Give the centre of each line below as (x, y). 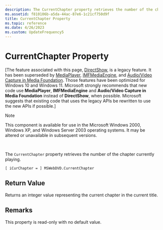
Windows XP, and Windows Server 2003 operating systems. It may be (75, 130)
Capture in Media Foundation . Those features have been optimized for (75, 80)
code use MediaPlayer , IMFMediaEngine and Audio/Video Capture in (76, 90)
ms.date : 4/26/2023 (25, 28)
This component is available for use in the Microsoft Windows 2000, (73, 125)
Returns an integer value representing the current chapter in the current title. (81, 195)
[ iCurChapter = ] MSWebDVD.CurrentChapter (50, 168)
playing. (13, 159)
